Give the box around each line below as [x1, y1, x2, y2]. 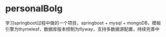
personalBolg [5, 3, 63, 14]
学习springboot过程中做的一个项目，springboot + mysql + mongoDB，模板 [5, 20, 161, 26]
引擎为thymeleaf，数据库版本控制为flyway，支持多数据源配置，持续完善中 [5, 26, 160, 32]
